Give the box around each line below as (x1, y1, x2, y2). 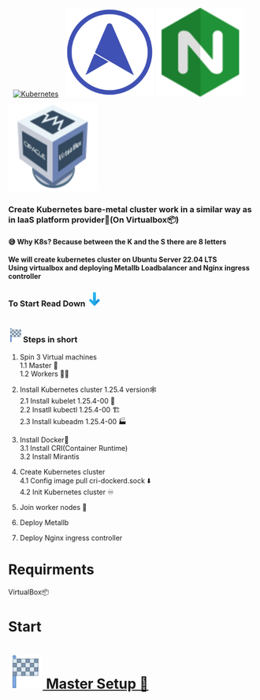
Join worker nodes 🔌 (19, 502, 87, 512)
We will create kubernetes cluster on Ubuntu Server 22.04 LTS (8, 255, 217, 264)
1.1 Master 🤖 (19, 360, 58, 370)
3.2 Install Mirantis (19, 452, 80, 461)
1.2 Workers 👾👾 (19, 369, 69, 378)
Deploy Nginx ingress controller (19, 533, 123, 542)
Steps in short (23, 334, 78, 345)
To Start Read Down (8, 298, 86, 309)
